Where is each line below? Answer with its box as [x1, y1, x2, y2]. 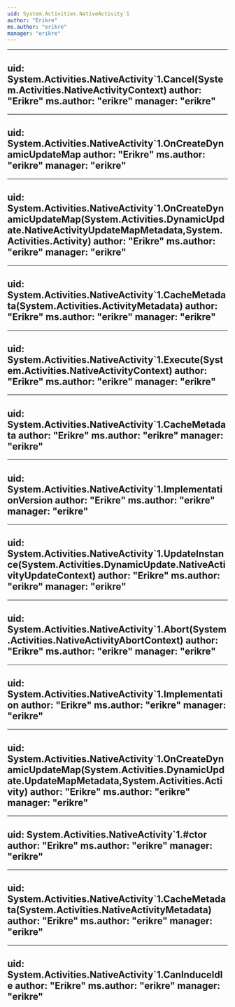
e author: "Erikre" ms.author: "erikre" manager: [7, 980, 220, 992]
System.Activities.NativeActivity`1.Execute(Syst [7, 354, 224, 366]
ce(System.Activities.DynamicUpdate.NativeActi [7, 559, 226, 571]
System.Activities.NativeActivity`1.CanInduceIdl [7, 969, 223, 981]
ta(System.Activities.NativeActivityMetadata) [7, 904, 212, 916]
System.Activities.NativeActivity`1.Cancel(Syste [7, 73, 224, 85]
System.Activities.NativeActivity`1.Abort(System [7, 624, 227, 636]
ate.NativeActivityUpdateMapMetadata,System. [7, 225, 223, 237]
